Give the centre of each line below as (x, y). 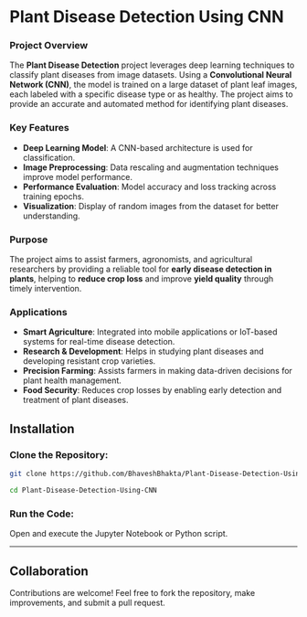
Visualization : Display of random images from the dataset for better (150, 206)
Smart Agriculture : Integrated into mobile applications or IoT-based (150, 332)
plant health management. (72, 380)
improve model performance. (78, 176)
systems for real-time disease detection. (99, 342)
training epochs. (53, 196)
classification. (49, 157)
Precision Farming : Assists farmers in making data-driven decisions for (157, 371)
